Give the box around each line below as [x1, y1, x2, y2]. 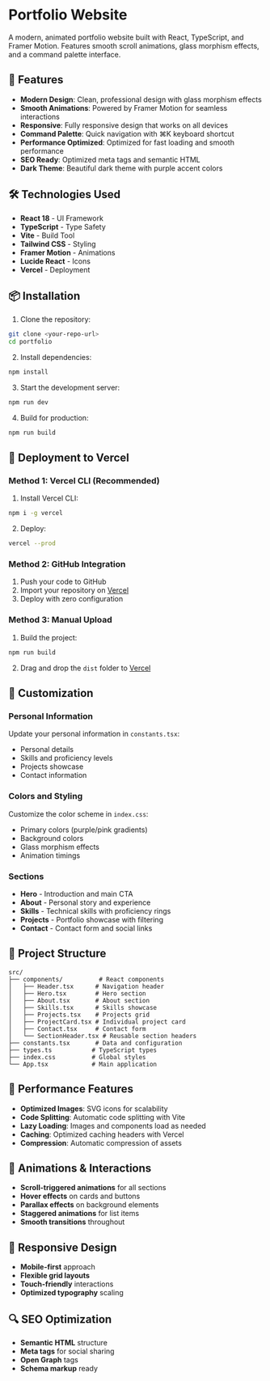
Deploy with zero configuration [19, 594, 124, 604]
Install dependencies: [19, 353, 92, 362]
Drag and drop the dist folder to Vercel [19, 663, 151, 673]
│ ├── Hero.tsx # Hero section [8, 989, 147, 998]
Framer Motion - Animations [19, 247, 116, 257]
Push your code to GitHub [19, 576, 107, 587]
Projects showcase [19, 762, 84, 771]
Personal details [19, 745, 74, 754]
